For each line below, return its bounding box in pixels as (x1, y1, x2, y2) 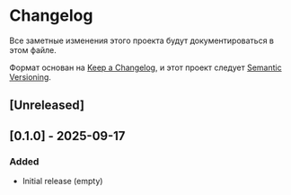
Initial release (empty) (22, 176, 103, 187)
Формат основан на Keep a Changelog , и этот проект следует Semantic (9, 62, 282, 73)
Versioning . (9, 71, 52, 82)
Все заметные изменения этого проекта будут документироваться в (9, 35, 274, 46)
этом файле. (9, 44, 57, 55)
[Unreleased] (9, 98, 85, 113)
